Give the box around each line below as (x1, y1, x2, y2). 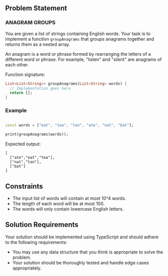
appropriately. (12, 265, 42, 271)
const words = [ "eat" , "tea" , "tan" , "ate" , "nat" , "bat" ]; (5, 123, 134, 128)
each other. (5, 61, 29, 67)
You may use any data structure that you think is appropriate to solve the (12, 249, 163, 255)
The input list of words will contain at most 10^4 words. (12, 196, 127, 202)
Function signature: (5, 71, 45, 77)
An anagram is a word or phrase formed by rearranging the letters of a (5, 51, 151, 57)
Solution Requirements (5, 221, 79, 229)
